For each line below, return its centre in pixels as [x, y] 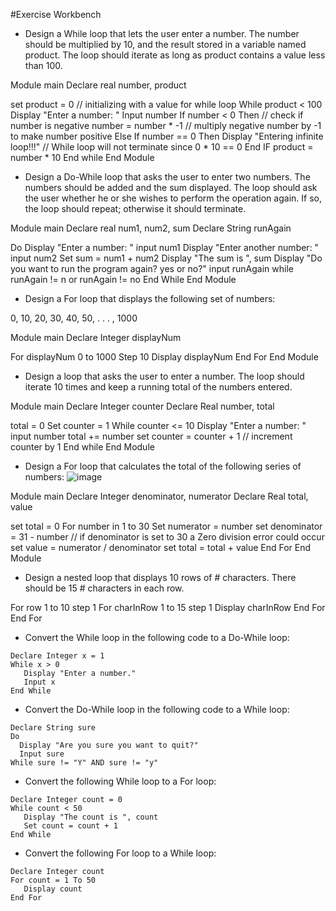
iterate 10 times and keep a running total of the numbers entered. [158, 387]
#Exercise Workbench [56, 14]
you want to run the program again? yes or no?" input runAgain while [152, 268]
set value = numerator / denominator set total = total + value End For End [161, 547]
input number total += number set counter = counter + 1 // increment [151, 436]
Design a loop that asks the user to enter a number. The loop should [164, 376]
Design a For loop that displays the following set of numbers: [150, 298]
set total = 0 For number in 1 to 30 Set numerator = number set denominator [166, 526]
